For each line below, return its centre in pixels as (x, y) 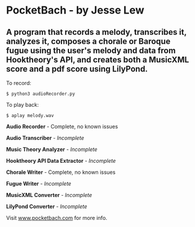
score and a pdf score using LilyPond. (77, 69)
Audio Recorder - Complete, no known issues (62, 126)
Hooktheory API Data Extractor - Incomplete (61, 161)
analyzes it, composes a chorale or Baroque (88, 41)
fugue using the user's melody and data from (91, 50)
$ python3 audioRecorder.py (41, 94)
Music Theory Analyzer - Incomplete (52, 149)
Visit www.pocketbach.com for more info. (57, 218)
